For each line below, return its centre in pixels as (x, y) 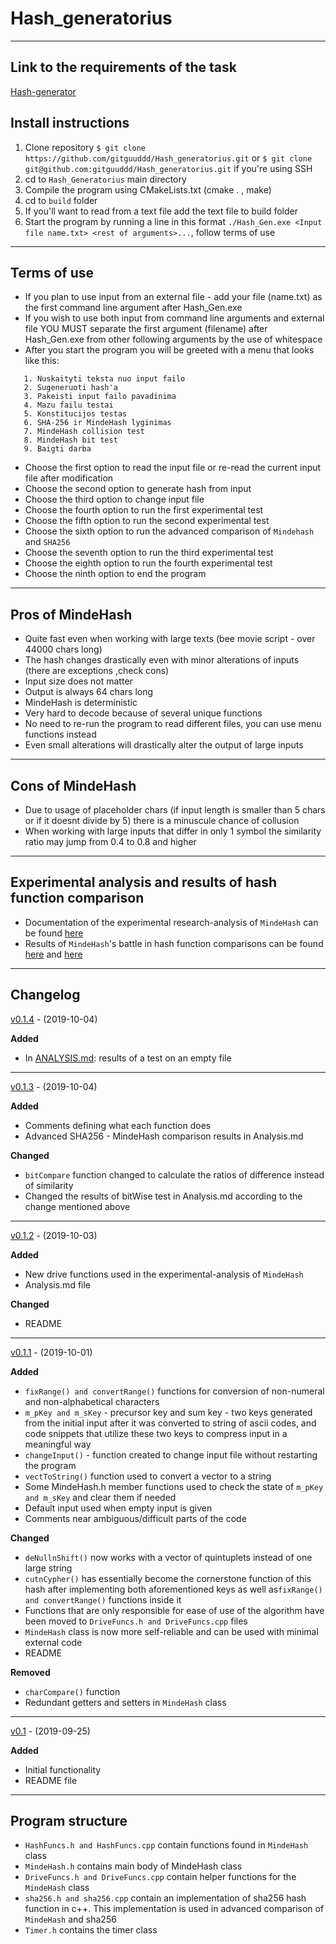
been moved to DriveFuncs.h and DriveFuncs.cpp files (136, 1621)
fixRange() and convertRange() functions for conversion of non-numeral (174, 1391)
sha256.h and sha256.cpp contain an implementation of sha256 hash (165, 1898)
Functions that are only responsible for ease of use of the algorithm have (174, 1610)
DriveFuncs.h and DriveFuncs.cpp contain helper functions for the (160, 1877)
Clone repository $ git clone (85, 147)
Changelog (45, 995)
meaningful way (58, 1444)
